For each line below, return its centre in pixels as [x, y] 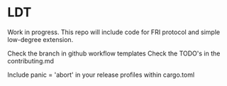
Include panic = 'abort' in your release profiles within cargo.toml [101, 75]
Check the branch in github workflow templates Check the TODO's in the [114, 53]
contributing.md [31, 60]
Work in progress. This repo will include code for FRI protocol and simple [114, 32]
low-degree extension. [40, 39]
